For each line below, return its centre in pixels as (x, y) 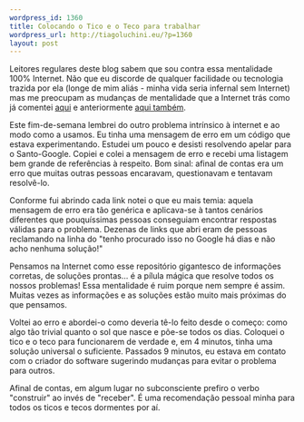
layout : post (34, 43)
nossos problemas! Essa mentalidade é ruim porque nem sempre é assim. (147, 286)
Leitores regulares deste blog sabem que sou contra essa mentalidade (141, 69)
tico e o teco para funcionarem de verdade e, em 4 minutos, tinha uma (141, 342)
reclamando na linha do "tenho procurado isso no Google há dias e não (142, 239)
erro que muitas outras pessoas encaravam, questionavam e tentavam (141, 173)
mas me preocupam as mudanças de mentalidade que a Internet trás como (150, 98)
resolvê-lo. (29, 183)
